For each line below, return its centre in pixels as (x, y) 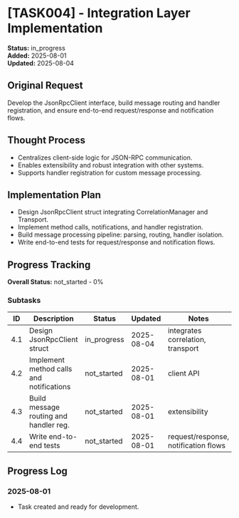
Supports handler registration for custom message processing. (110, 172)
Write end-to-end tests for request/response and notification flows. (116, 242)
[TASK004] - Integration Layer (99, 13)
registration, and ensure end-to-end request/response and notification (111, 110)
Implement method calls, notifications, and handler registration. (111, 227)
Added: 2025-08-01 (37, 56)
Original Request (45, 86)
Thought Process (46, 140)
